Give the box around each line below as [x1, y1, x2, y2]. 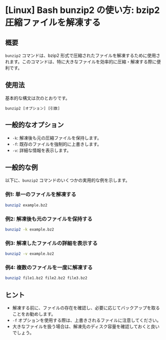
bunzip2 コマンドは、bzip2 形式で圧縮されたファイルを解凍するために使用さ [5, 53, 161, 58]
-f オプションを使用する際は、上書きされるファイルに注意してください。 [12, 317, 162, 323]
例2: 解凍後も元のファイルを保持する [5, 215, 93, 222]
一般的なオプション [5, 120, 64, 129]
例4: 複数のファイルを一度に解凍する [5, 264, 93, 271]
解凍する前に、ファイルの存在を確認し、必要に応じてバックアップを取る [12, 305, 160, 311]
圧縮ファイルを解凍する [5, 17, 101, 28]
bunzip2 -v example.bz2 [5, 251, 55, 256]
